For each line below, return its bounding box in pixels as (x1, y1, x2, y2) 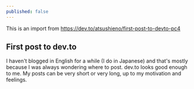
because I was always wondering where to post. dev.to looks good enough (6, 64, 188, 71)
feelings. (6, 76, 28, 83)
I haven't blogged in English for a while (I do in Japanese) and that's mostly (6, 57, 188, 65)
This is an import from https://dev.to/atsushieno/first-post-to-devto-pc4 (6, 25, 181, 32)
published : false (6, 8, 49, 15)
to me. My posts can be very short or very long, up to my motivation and (6, 70, 182, 77)
